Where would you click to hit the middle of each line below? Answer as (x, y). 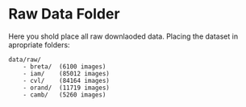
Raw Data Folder (64, 14)
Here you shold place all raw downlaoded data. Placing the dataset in (123, 36)
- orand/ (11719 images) (67, 88)
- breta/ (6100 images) (65, 66)
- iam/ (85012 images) (67, 73)
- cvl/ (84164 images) (67, 80)
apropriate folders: (39, 44)
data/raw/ (25, 60)
